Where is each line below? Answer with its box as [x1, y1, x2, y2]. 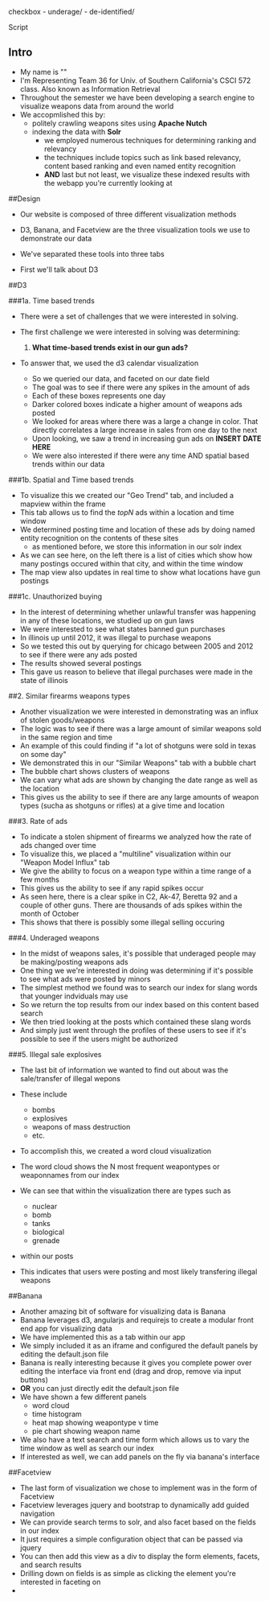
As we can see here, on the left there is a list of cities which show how [19, 550, 253, 560]
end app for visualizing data [19, 1323, 112, 1333]
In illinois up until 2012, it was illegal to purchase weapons [19, 632, 211, 642]
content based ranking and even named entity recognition [43, 161, 236, 171]
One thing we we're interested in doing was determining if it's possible [19, 965, 254, 975]
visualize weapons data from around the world [19, 101, 174, 111]
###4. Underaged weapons [8, 932, 100, 942]
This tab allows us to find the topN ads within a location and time [19, 507, 234, 517]
